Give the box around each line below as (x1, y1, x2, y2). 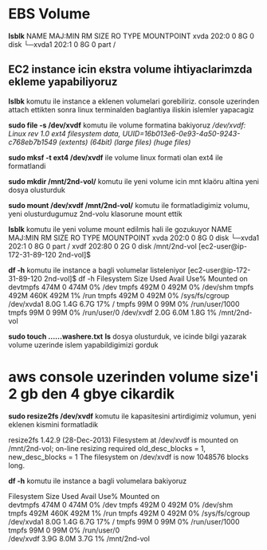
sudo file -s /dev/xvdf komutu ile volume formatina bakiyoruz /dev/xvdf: (8, 120, 246, 130)
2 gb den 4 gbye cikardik (8, 384, 175, 403)
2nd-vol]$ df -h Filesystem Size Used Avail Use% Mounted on (43, 273, 249, 283)
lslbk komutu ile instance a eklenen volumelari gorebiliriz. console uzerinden (8, 96, 260, 106)
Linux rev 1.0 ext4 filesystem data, (8, 128, 121, 138)
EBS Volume (8, 5, 91, 23)
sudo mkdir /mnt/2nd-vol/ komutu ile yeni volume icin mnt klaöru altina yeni (8, 176, 259, 186)
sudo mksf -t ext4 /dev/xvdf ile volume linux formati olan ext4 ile (8, 152, 223, 162)
